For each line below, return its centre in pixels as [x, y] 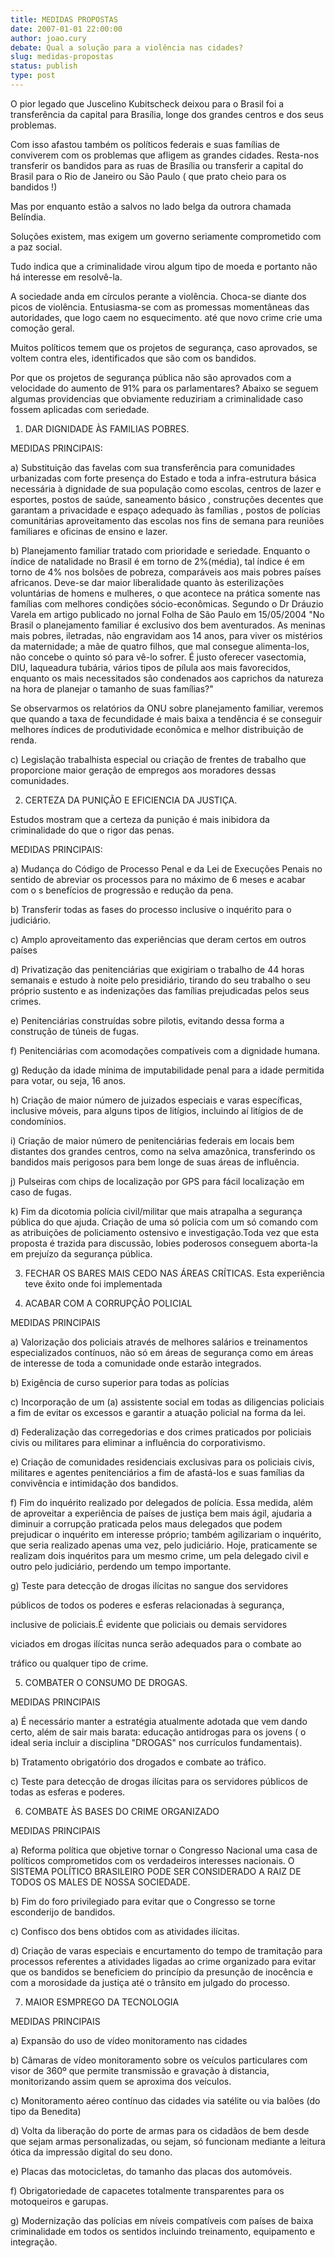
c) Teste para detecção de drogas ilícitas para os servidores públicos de [159, 1781]
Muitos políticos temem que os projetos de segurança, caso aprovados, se [164, 347]
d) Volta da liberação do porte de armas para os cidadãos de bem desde [160, 2130]
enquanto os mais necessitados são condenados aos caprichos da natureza [167, 678]
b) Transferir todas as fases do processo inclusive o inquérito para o [151, 909]
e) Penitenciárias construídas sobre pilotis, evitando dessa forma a [147, 1020]
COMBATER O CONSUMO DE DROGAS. [106, 1682]
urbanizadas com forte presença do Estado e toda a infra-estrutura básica [163, 478]
